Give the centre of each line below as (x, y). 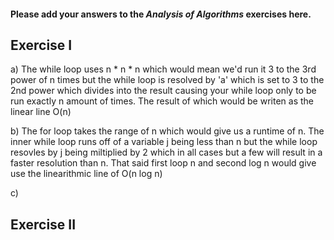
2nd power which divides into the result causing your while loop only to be (163, 91)
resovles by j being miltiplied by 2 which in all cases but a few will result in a (166, 152)
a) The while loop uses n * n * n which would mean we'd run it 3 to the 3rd (163, 69)
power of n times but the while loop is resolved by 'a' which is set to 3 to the (167, 80)
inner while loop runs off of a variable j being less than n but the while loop (164, 142)
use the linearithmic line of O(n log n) (86, 174)
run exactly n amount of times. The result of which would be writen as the (162, 101)
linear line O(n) (41, 112)
